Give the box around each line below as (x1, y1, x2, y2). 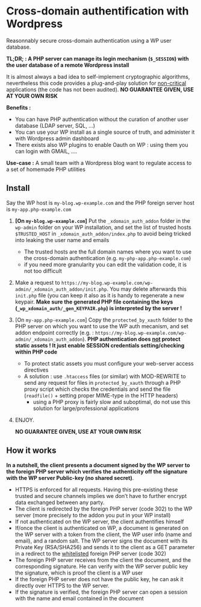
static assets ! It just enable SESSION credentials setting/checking (14, 341, 185, 349)
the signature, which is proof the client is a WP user (14, 569, 143, 576)
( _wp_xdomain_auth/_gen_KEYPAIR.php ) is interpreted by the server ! (14, 304, 182, 311)
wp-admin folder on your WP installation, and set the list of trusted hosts (14, 223, 191, 231)
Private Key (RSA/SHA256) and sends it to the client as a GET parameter (14, 543, 195, 550)
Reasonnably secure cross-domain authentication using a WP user (6, 37, 172, 44)
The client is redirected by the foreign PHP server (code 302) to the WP (14, 505, 193, 512)
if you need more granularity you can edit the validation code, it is (23, 261, 187, 268)
